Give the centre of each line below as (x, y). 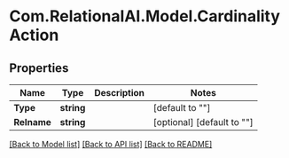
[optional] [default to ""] (203, 122)
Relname (32, 122)
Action (34, 35)
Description (119, 93)
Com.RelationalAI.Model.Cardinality (145, 16)
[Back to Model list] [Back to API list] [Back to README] (111, 144)
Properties (39, 68)
